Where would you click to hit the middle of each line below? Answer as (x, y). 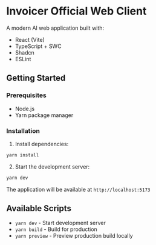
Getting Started (36, 78)
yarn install (23, 155)
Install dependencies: (42, 144)
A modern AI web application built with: (55, 28)
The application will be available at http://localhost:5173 (78, 189)
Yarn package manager (44, 115)
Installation (23, 130)
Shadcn (24, 52)
